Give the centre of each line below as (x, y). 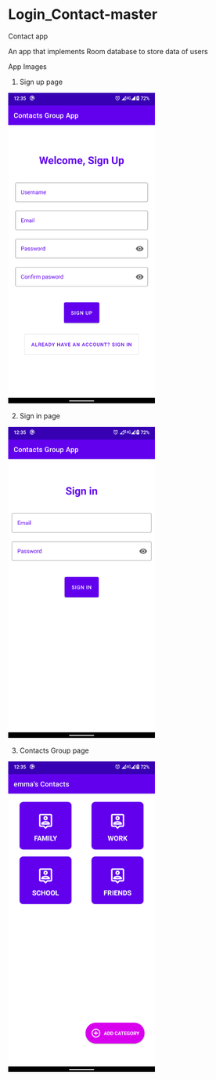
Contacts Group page (54, 750)
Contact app (28, 36)
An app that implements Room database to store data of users (108, 51)
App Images (27, 66)
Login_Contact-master (83, 15)
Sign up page (41, 82)
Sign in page (40, 416)
